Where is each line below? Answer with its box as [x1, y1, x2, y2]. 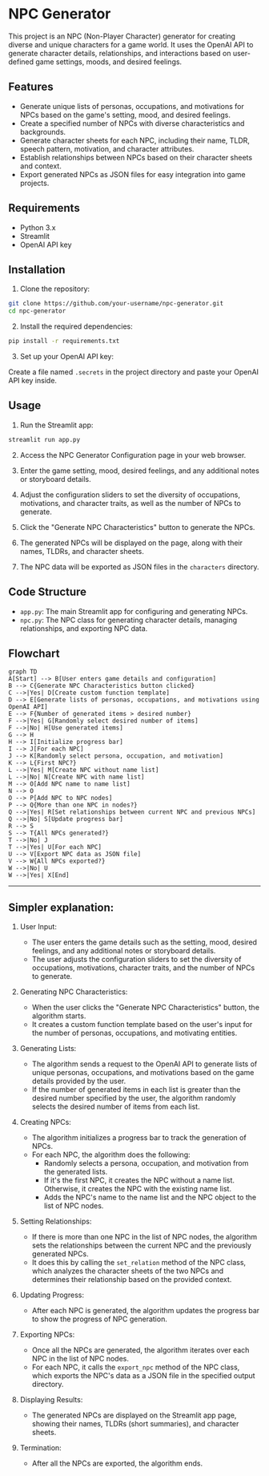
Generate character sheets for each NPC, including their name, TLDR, [19, 135, 251, 145]
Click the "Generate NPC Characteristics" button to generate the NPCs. [19, 522, 255, 532]
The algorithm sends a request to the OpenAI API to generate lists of [31, 1059, 258, 1069]
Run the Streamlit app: [19, 420, 94, 430]
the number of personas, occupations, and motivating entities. [31, 1028, 238, 1038]
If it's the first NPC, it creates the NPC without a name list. [43, 1175, 235, 1185]
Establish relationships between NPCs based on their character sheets [19, 152, 253, 162]
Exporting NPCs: [19, 1330, 75, 1340]
